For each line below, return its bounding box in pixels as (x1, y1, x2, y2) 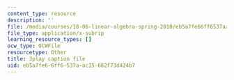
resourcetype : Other (7, 49, 68, 56)
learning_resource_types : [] (7, 36, 92, 43)
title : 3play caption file (7, 56, 86, 63)
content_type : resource (7, 10, 77, 17)
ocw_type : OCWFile (7, 42, 61, 49)
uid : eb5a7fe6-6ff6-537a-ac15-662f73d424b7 (7, 62, 136, 69)
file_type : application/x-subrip (7, 29, 104, 37)
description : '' (7, 17, 54, 24)
